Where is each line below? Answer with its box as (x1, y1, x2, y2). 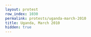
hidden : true (5, 25, 32, 30)
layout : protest (5, 7, 38, 12)
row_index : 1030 (5, 12, 38, 16)
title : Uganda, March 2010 (5, 20, 60, 25)
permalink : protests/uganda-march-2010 (5, 16, 87, 21)
